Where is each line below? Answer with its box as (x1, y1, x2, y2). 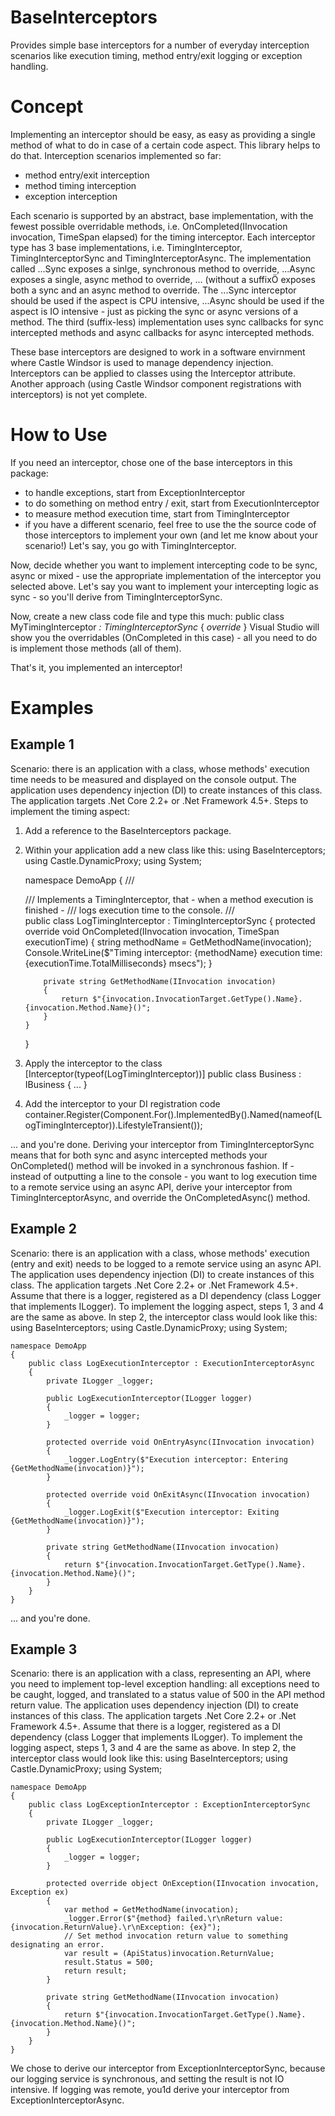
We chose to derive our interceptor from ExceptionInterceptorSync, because (10, 2062, 326, 2075)
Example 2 (10, 1221, 77, 1238)
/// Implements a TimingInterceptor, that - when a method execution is (24, 893, 314, 905)
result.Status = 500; (63, 1957, 155, 1968)
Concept (10, 96, 84, 118)
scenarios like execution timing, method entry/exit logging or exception (10, 49, 303, 61)
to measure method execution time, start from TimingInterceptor (24, 507, 290, 520)
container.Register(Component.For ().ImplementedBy (24, 1108, 242, 1120)
